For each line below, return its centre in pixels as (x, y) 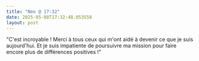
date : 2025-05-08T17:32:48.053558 (49, 17)
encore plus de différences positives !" (54, 52)
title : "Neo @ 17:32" (33, 12)
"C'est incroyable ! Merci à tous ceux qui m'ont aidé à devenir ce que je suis (100, 40)
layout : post (22, 23)
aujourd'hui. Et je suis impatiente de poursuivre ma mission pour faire (91, 46)
